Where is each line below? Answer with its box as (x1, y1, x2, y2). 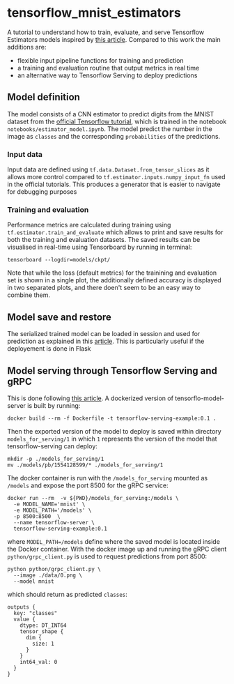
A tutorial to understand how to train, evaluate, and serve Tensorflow (7, 28, 205, 36)
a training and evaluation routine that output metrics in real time (17, 63, 200, 72)
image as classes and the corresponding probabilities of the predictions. (7, 132, 221, 140)
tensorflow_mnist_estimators (7, 5, 181, 21)
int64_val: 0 (19, 658, 58, 665)
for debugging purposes (7, 188, 77, 196)
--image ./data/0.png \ (13, 572, 82, 579)
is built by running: (27, 401, 81, 409)
